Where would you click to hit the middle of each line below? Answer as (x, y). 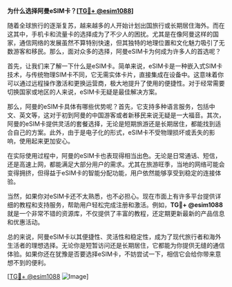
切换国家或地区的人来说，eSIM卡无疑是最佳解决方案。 (84, 92)
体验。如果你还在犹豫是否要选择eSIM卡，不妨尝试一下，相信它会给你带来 (111, 254)
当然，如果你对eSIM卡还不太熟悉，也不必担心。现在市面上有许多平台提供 (111, 196)
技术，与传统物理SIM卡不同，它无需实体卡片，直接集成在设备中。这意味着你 (116, 75)
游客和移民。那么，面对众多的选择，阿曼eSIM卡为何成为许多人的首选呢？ (117, 51)
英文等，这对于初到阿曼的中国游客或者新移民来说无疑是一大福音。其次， (122, 115)
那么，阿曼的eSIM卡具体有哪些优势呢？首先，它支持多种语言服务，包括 (108, 107)
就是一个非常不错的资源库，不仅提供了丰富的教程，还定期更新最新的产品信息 (116, 214)
